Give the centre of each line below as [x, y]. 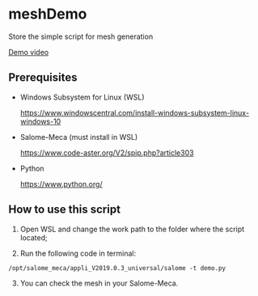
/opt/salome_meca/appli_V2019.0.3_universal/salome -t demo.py [117, 268]
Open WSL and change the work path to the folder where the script [132, 229]
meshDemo [48, 14]
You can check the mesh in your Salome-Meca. [99, 283]
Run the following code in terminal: [78, 253]
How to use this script [65, 210]
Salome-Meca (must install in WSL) [79, 137]
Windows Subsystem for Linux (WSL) [82, 97]
